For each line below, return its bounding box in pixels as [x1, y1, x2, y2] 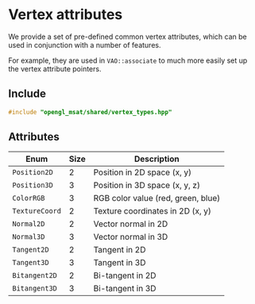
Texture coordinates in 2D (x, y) [93, 206, 212, 217]
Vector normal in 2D [93, 218, 168, 229]
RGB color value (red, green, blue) [93, 193, 221, 204]
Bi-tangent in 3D [93, 283, 156, 294]
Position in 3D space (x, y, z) [93, 180, 201, 191]
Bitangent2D [12, 271, 58, 280]
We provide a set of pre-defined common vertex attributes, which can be [8, 32, 248, 41]
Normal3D [12, 233, 45, 241]
